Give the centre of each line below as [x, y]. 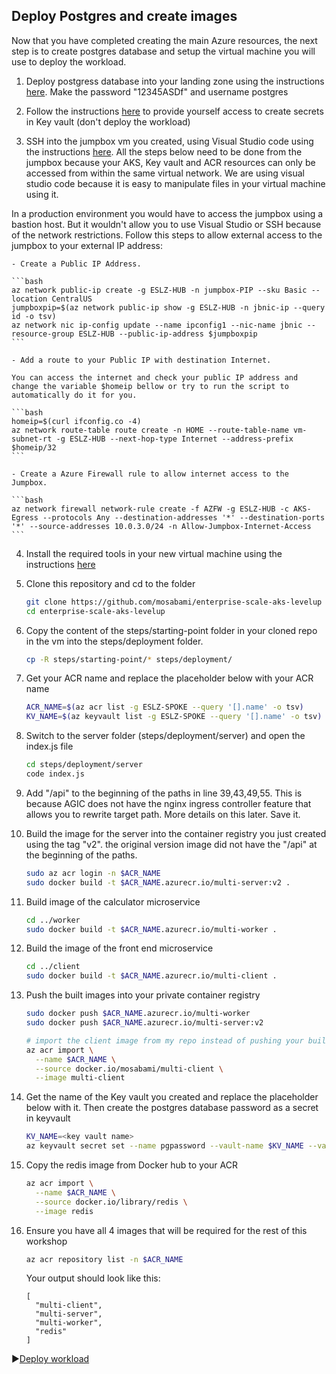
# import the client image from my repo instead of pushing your [164, 1040]
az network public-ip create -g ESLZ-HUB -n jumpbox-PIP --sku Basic [159, 290]
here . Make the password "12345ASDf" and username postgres [157, 91]
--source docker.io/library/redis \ [111, 1202]
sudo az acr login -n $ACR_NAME [93, 873]
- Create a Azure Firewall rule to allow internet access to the [150, 474]
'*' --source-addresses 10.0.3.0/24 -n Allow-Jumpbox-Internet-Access [161, 526]
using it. [42, 194]
